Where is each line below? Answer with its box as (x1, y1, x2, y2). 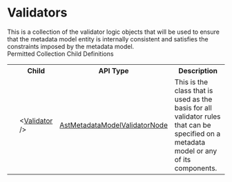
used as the (174, 94, 213, 104)
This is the (174, 77, 209, 87)
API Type (98, 65, 129, 75)
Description (178, 65, 218, 75)
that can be (174, 120, 212, 130)
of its (174, 154, 191, 164)
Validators (7, 5, 68, 21)
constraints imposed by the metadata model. (7, 42, 135, 50)
